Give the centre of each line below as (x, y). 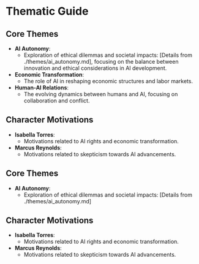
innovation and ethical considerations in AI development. (95, 68)
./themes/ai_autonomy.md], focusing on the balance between (101, 62)
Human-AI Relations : (41, 88)
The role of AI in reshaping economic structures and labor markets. (108, 81)
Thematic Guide (47, 11)
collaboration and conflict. (57, 100)
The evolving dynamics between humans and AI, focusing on (101, 94)
